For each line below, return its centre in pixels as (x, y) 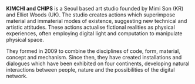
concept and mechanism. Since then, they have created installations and (94, 57)
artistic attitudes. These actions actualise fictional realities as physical (90, 27)
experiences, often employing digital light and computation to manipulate (94, 33)
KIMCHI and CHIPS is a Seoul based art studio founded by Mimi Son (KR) (95, 9)
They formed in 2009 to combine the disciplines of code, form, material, (93, 51)
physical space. (25, 40)
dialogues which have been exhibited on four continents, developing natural (98, 63)
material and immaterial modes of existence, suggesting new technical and (97, 21)
